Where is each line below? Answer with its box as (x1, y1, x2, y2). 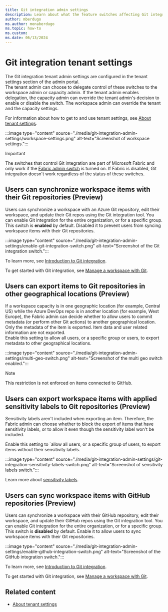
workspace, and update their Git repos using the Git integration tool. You (5, 211, 154, 218)
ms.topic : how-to (5, 26, 41, 31)
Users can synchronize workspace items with (5, 185, 151, 194)
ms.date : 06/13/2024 (5, 36, 48, 41)
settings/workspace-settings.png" (5, 135, 76, 141)
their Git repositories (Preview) (5, 193, 103, 202)
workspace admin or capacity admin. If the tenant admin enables (5, 89, 139, 95)
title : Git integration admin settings (5, 7, 88, 13)
